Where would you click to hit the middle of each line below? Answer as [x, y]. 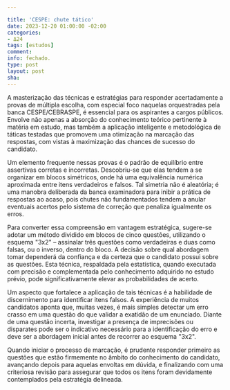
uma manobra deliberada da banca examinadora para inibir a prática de [109, 192]
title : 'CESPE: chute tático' [51, 19]
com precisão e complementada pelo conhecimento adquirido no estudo [111, 272]
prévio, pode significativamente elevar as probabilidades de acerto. [103, 278]
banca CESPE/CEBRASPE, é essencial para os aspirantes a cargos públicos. [115, 112]
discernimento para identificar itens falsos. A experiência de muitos [103, 299]
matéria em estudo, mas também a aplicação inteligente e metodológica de [114, 127]
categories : [24, 33]
